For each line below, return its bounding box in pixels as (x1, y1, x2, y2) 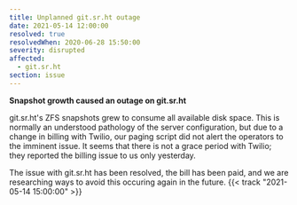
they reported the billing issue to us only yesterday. (9, 150, 197, 161)
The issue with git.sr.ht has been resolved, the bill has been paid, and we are (9, 167, 289, 177)
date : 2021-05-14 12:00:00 (9, 21, 109, 30)
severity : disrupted (9, 46, 86, 55)
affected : (9, 54, 46, 63)
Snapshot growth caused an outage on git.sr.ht (9, 95, 187, 106)
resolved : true (9, 29, 66, 38)
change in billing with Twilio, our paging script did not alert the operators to (9, 130, 284, 142)
